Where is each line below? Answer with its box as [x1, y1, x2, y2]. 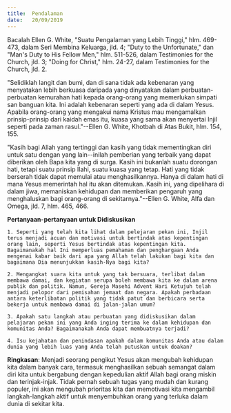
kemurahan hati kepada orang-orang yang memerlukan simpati [37, 93, 217, 101]
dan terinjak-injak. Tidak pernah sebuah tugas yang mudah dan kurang [7, 377, 209, 385]
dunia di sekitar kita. [7, 399, 65, 407]
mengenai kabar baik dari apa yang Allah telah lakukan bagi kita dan [7, 253, 214, 260]
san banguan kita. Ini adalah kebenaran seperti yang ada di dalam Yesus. [7, 100, 214, 108]
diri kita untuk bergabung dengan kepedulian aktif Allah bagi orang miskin [7, 370, 217, 378]
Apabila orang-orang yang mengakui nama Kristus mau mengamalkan [7, 108, 206, 116]
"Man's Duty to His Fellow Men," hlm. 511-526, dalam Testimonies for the [7, 50, 214, 59]
